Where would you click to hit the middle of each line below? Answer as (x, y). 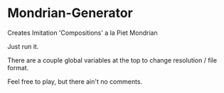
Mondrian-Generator (70, 13)
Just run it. (23, 46)
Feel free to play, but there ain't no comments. (75, 81)
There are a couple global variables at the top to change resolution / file (112, 60)
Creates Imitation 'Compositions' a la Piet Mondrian (82, 33)
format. (18, 67)
